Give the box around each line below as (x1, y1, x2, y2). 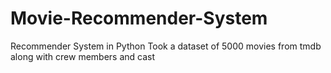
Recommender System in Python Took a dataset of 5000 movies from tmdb (10, 40, 322, 52)
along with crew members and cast (10, 50, 156, 62)
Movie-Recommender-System (10, 7, 268, 30)
